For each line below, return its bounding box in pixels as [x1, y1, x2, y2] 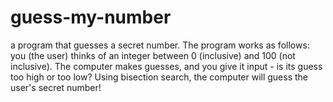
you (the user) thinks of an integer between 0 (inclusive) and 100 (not [10, 49, 296, 61]
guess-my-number [10, 6, 172, 29]
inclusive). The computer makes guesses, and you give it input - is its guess [10, 60, 323, 72]
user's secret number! [10, 81, 102, 93]
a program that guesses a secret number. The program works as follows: [10, 39, 310, 51]
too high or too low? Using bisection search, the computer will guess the [10, 71, 309, 83]
